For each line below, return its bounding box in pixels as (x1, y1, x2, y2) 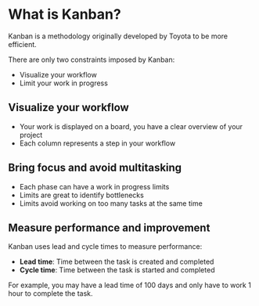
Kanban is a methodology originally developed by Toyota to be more (8, 31, 228, 41)
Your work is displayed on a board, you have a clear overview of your (19, 121, 243, 131)
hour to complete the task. (8, 289, 93, 298)
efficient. (8, 39, 37, 49)
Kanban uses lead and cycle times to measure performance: (8, 242, 203, 251)
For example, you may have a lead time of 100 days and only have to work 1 (8, 280, 252, 290)
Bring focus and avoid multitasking (8, 161, 182, 175)
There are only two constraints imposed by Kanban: (8, 55, 175, 64)
